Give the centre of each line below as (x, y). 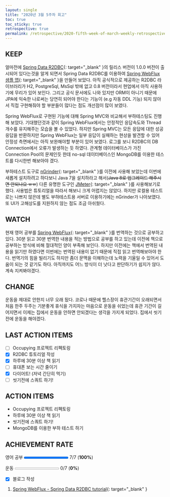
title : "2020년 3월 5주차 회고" (36, 15)
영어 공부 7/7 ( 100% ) (49, 457)
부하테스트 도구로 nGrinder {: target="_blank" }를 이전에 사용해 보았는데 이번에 (83, 171)
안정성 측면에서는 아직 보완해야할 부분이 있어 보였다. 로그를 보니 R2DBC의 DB (82, 141)
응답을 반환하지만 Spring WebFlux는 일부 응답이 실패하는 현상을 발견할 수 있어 (82, 135)
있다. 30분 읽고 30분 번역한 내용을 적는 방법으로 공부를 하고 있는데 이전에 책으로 (84, 239)
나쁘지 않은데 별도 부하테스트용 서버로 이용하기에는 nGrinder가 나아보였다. (88, 197)
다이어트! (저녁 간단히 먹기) (39, 373)
